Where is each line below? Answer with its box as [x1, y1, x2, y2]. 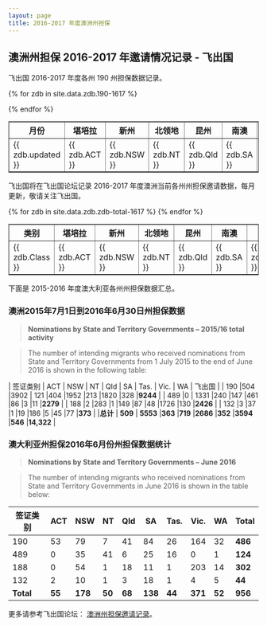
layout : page [8, 11, 52, 20]
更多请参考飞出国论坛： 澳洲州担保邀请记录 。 [8, 608, 157, 618]
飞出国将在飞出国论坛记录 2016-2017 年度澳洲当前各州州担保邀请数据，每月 [8, 181, 256, 191]
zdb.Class [13, 252, 50, 263]
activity [27, 332, 54, 342]
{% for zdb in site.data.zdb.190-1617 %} [8, 89, 137, 99]
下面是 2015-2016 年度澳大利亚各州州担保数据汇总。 [8, 284, 179, 293]
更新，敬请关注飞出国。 [8, 191, 85, 201]
